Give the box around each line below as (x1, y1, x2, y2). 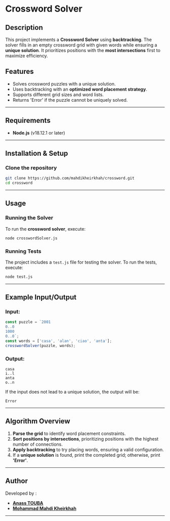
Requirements (5, 116, 51, 125)
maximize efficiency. (5, 53, 48, 59)
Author (5, 476, 28, 486)
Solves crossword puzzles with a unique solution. (12, 80, 116, 86)
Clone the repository (5, 164, 57, 171)
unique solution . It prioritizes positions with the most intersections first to (5, 48, 161, 53)
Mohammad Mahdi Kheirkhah (12, 505, 77, 511)
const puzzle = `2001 (5, 320, 51, 325)
